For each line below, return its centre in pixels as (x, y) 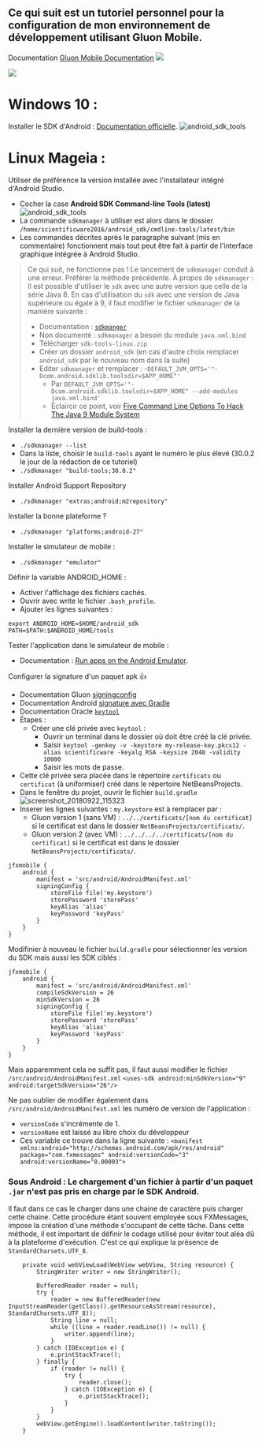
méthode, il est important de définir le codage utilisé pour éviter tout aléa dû (131, 1234)
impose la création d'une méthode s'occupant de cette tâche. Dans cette (127, 1225)
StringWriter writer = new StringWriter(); (109, 1272)
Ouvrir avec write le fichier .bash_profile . (87, 601)
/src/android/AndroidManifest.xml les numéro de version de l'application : (129, 1108)
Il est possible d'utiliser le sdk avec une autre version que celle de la (137, 286)
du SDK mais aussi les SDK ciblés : (65, 957)
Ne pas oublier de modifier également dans (78, 1099)
